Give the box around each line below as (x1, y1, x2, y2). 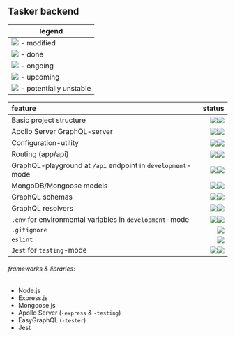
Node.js (17, 286, 41, 295)
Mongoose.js (17, 301, 56, 310)
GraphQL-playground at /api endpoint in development (11, 160, 187, 170)
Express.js (17, 294, 48, 302)
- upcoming (20, 72, 60, 82)
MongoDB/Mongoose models (11, 181, 108, 190)
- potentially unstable (20, 83, 91, 93)
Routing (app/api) (11, 149, 69, 159)
